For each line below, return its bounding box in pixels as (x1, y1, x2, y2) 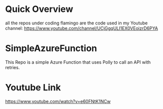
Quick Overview (5, 3, 73, 15)
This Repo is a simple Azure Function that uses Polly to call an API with (5, 59, 151, 65)
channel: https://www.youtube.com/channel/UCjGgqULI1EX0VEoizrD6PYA (5, 25, 158, 31)
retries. (5, 64, 20, 70)
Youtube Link (5, 82, 61, 93)
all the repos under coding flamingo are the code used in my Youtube (5, 20, 148, 26)
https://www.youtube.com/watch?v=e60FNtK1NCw (5, 98, 111, 104)
